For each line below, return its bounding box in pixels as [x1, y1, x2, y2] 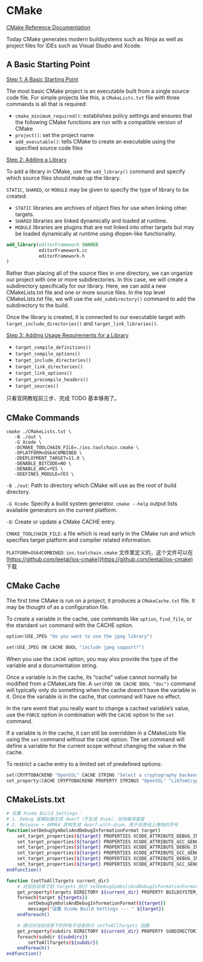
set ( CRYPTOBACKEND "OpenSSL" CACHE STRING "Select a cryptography [6, 772, 177, 778]
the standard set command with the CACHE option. [6, 621, 134, 628]
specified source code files [14, 144, 83, 152]
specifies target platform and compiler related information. [6, 536, 152, 543]
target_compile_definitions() [14, 345, 92, 351]
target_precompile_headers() [14, 377, 89, 383]
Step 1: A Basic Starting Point [6, 75, 79, 82]
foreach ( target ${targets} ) [17, 895, 88, 901]
